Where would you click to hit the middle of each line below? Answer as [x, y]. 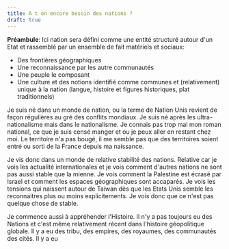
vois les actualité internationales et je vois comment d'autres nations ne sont [114, 167]
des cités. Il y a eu [32, 238]
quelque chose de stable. [43, 203]
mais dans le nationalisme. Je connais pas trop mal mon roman [133, 124]
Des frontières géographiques [59, 60]
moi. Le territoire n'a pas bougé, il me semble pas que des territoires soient [113, 139]
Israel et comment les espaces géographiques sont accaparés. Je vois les [111, 181]
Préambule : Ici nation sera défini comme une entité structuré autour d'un [110, 39]
